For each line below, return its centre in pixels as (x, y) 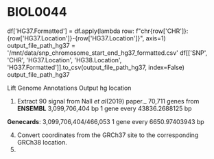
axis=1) (156, 38)
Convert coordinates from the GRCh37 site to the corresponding (108, 135)
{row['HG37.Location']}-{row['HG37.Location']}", (76, 38)
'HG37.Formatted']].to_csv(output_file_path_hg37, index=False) (96, 67)
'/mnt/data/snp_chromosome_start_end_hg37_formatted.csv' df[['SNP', (107, 53)
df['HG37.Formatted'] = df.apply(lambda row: (71, 31)
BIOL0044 (37, 12)
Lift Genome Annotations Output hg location (69, 88)
